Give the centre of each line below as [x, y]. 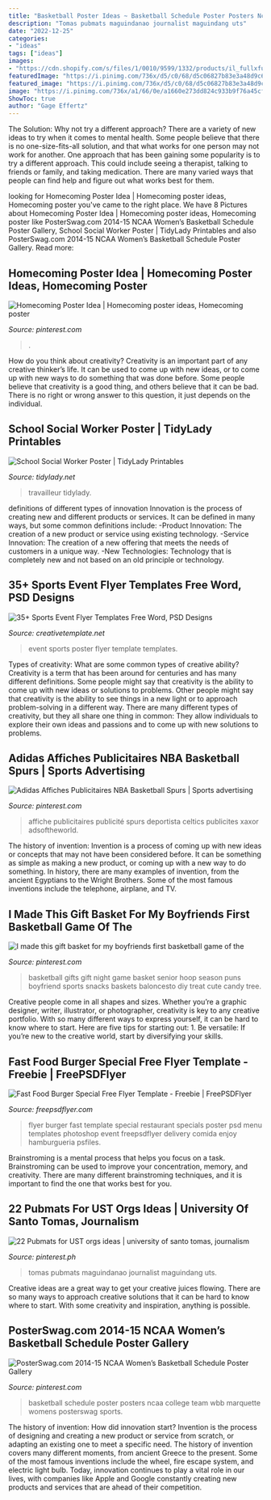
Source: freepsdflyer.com [51, 1109]
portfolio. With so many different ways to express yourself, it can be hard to [133, 1019]
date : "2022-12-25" [41, 31]
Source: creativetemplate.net [56, 633]
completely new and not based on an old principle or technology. [116, 559]
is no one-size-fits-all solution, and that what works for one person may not [134, 146]
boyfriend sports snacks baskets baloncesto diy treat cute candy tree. [145, 986]
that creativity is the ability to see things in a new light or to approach [123, 698]
